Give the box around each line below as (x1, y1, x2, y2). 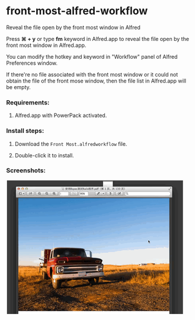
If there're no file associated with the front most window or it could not (6, 71, 178, 78)
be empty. (6, 83, 31, 90)
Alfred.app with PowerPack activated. (14, 112, 107, 119)
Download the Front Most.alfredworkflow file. (14, 140, 127, 147)
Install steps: (6, 126, 44, 135)
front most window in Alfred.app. (6, 42, 87, 49)
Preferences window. (6, 59, 58, 66)
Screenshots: (6, 166, 46, 175)
